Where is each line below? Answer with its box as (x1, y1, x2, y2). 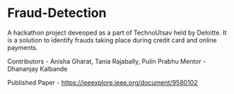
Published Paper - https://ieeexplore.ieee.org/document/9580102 (7, 78, 198, 86)
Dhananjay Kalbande (7, 64, 68, 73)
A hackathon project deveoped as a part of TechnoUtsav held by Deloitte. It (7, 28, 228, 37)
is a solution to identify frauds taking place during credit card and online (7, 35, 217, 44)
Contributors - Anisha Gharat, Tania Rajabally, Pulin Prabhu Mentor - (7, 57, 206, 65)
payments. (7, 43, 38, 52)
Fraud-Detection (7, 5, 107, 21)
